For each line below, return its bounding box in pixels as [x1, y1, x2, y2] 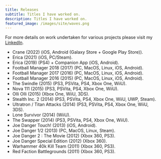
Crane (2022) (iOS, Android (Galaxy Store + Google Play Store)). [12, 49, 143, 55]
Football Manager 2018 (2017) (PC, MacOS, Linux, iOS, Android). [12, 65, 144, 71]
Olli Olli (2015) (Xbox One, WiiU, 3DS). [12, 91, 90, 97]
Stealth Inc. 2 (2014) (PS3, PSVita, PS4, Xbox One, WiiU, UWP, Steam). [12, 96, 157, 102]
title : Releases [5, 7, 39, 12]
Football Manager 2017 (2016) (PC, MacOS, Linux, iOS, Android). [12, 70, 144, 76]
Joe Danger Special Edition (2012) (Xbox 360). [12, 138, 107, 144]
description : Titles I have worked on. [5, 16, 87, 21]
